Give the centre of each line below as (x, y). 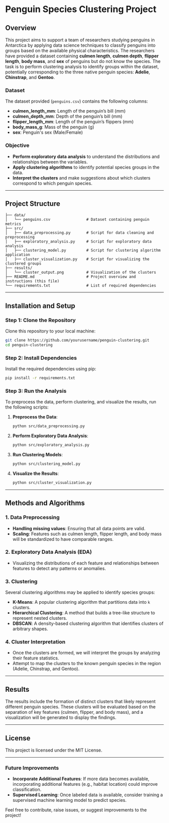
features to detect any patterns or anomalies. (59, 568)
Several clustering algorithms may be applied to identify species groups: (80, 593)
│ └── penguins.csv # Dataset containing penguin (77, 220)
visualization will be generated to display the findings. (61, 717)
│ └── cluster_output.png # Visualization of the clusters (81, 273)
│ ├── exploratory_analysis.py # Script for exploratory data (78, 242)
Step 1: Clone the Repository (40, 320)
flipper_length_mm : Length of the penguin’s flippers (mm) (73, 122)
